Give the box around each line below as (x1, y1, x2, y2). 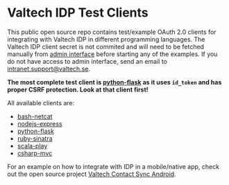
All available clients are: (7, 98, 75, 107)
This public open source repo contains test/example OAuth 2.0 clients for (7, 28, 217, 36)
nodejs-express (17, 119, 62, 127)
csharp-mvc (17, 149, 53, 157)
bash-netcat (17, 112, 53, 121)
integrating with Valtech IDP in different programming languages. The (7, 35, 205, 43)
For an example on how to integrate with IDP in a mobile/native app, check (7, 162, 220, 170)
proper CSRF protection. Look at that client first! (7, 85, 149, 94)
